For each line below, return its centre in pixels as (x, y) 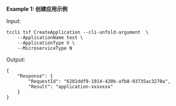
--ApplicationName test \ (50, 38)
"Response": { (35, 76)
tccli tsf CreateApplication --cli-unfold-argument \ (78, 32)
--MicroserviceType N (45, 48)
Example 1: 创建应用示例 (37, 9)
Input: (14, 21)
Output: (16, 59)
